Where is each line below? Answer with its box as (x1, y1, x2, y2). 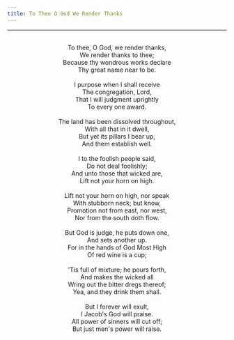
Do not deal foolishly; (86, 162, 148, 170)
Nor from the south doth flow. (75, 213, 159, 222)
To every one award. (87, 102, 147, 111)
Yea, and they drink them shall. (72, 287, 162, 296)
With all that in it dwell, (84, 125, 150, 133)
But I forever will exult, (84, 302, 150, 311)
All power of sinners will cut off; (71, 317, 163, 325)
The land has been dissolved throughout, (58, 117, 176, 125)
